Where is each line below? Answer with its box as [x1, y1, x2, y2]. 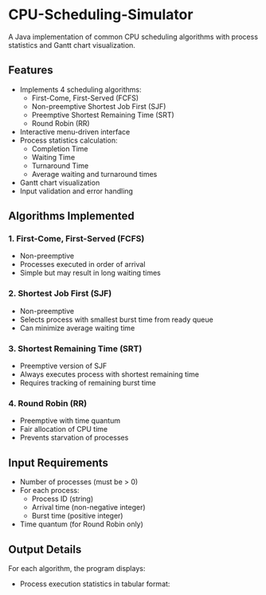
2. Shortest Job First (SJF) [8, 288, 112, 299]
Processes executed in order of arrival [19, 260, 146, 269]
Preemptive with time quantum [19, 416, 121, 425]
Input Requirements [8, 456, 109, 469]
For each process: [19, 486, 80, 495]
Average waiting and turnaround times [31, 169, 158, 178]
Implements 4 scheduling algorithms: [19, 84, 142, 94]
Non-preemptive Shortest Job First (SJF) [31, 101, 166, 111]
